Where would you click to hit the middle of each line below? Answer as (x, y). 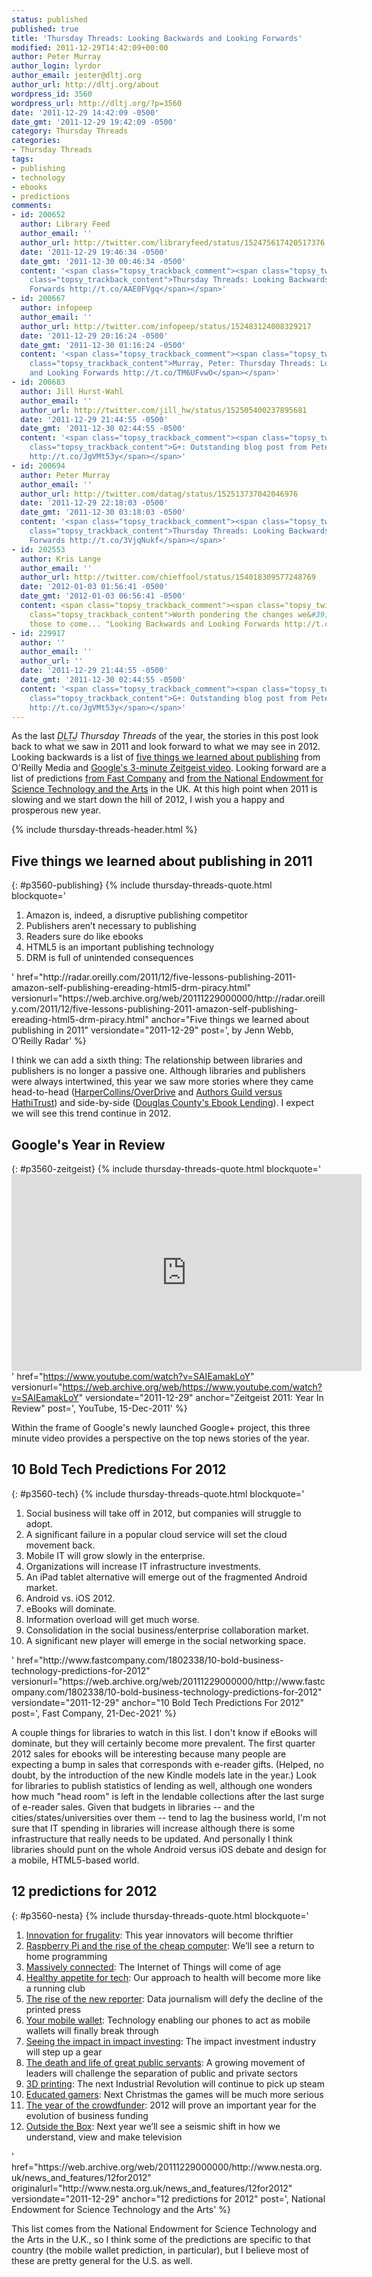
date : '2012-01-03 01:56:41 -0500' (94, 587)
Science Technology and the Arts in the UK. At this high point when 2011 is (164, 789)
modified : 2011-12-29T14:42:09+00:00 (90, 47)
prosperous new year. (56, 810)
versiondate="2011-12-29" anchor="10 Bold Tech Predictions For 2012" (157, 1702)
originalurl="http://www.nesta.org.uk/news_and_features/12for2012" (152, 2188)
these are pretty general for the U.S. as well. (102, 2260)
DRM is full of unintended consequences (109, 958)
